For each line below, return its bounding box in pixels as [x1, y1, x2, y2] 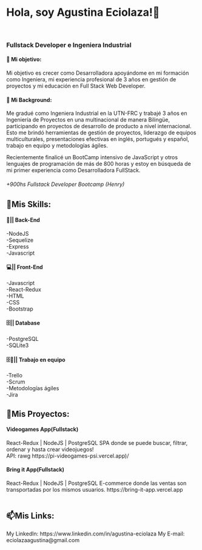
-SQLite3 [6, 342, 29, 349]
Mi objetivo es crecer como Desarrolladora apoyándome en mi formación [6, 69, 189, 77]
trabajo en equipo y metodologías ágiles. [6, 142, 108, 150]
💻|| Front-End [6, 264, 44, 271]
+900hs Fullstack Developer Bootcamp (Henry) [6, 180, 125, 188]
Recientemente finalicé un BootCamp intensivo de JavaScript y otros [6, 154, 178, 161]
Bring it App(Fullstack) [6, 466, 65, 473]
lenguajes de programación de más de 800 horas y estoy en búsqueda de [6, 160, 191, 168]
